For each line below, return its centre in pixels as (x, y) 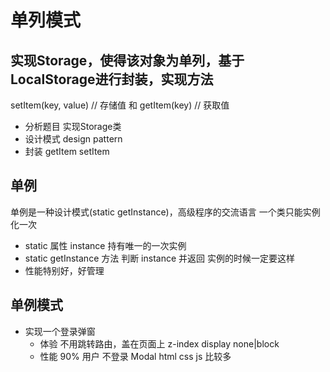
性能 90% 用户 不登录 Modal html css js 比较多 (135, 356)
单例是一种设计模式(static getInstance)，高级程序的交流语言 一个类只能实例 (165, 212)
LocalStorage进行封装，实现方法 (112, 79)
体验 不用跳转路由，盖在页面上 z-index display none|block (159, 343)
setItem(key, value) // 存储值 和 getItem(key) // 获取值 (120, 105)
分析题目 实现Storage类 (73, 126)
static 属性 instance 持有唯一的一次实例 (105, 245)
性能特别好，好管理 (64, 270)
